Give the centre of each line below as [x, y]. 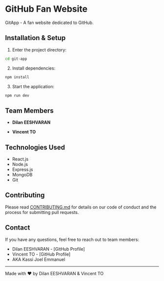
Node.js [20, 164]
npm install [17, 77]
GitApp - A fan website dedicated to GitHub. [49, 23]
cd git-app [16, 59]
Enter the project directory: [39, 49]
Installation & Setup [35, 38]
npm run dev [17, 95]
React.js [20, 159]
